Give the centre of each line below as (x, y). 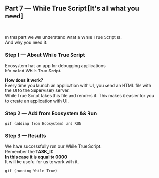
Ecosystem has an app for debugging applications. (56, 66)
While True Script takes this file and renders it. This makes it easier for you (79, 96)
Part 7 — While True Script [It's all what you (72, 9)
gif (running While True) (31, 171)
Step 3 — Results (26, 136)
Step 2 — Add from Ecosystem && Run (51, 113)
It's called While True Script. (33, 71)
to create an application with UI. (37, 101)
